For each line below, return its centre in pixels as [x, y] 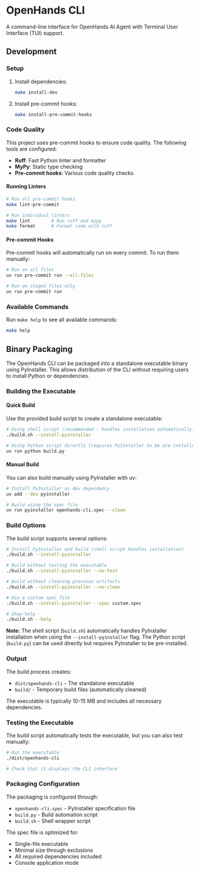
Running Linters [26, 187]
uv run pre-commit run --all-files [50, 275]
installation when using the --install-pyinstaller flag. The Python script [96, 637]
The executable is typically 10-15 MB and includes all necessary [84, 701]
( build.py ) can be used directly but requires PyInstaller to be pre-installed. [97, 643]
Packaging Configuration [43, 784]
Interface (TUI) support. [35, 33]
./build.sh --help [29, 620]
